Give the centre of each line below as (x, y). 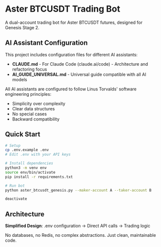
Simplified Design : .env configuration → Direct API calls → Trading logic (78, 226)
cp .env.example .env (27, 150)
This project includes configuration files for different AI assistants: (71, 54)
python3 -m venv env (26, 168)
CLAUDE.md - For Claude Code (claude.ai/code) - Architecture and (80, 64)
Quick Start (23, 134)
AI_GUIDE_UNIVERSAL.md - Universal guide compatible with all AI (79, 74)
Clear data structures (33, 108)
